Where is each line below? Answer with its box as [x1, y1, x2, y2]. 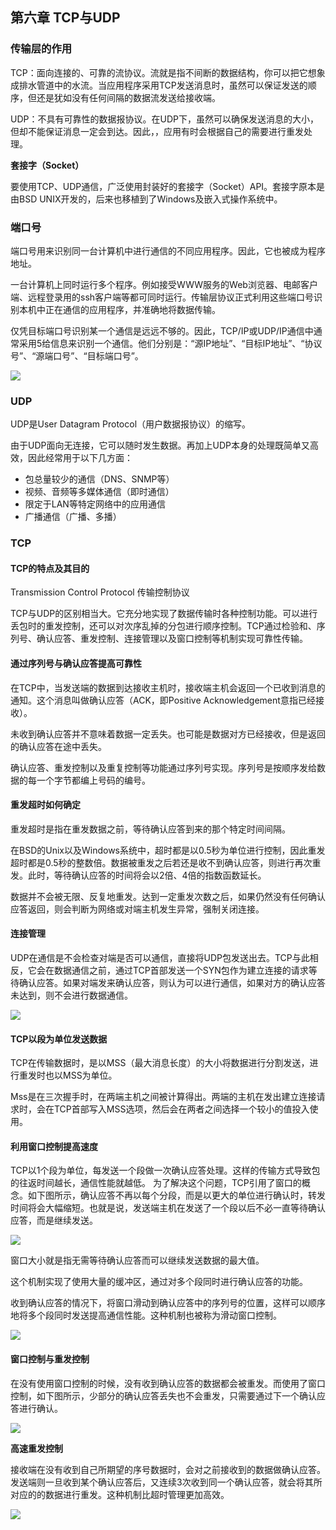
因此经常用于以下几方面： [27, 452, 133, 464]
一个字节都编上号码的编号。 [36, 774, 151, 786]
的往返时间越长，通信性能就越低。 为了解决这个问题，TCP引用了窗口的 [10, 1177, 302, 1189]
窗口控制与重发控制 [10, 1353, 90, 1365]
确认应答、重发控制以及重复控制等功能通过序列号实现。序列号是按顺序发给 [10, 761, 317, 773]
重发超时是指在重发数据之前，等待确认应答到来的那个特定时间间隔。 [10, 823, 291, 835]
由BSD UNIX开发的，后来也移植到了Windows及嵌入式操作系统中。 [10, 193, 283, 205]
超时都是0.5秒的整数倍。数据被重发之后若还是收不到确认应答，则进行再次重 [10, 856, 322, 868]
